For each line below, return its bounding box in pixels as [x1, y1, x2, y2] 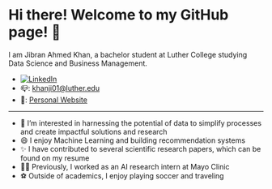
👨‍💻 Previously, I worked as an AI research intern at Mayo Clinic [19, 161, 230, 171]
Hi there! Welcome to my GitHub [8, 6, 229, 24]
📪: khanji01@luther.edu [19, 83, 100, 92]
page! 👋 [8, 23, 62, 41]
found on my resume [19, 152, 90, 163]
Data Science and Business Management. [8, 58, 148, 68]
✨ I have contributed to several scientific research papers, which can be [19, 144, 261, 153]
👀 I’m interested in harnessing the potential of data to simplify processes [19, 118, 261, 127]
